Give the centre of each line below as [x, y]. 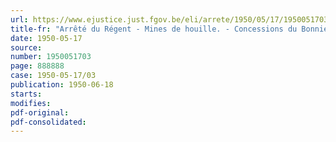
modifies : [31, 103]
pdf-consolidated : [48, 122]
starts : [26, 94]
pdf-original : [40, 112]
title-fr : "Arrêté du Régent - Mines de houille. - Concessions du [154, 29]
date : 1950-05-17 [46, 38]
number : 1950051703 [51, 57]
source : [26, 47]
